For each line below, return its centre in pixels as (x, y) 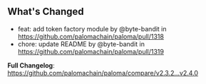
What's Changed (46, 12)
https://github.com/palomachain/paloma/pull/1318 (91, 36)
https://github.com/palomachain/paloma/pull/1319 (91, 51)
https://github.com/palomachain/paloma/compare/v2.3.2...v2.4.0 (103, 73)
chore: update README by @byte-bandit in (81, 44)
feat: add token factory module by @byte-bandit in (92, 28)
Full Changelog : (31, 65)
